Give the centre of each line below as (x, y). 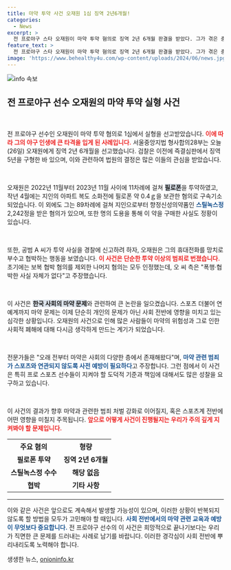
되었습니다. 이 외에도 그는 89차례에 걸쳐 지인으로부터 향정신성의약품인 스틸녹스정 (115, 204)
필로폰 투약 (34, 459)
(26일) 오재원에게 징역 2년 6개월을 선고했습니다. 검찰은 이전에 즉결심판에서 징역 (114, 151)
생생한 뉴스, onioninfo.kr (41, 559)
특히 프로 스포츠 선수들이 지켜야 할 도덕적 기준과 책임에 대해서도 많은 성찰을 (115, 374)
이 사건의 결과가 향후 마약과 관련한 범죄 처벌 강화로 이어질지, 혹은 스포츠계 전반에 (115, 410)
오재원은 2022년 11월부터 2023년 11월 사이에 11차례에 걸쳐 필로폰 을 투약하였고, (113, 187)
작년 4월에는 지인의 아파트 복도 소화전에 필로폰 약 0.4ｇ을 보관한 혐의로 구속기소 (115, 196)
